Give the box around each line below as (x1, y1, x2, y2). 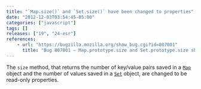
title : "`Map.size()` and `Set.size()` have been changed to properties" (6, 8, 194, 15)
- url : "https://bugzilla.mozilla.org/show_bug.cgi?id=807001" (17, 42, 178, 48)
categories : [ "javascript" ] (6, 20, 77, 26)
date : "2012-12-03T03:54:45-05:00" (6, 14, 95, 20)
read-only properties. (6, 76, 59, 83)
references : (6, 36, 36, 42)
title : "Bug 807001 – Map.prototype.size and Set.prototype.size (22, 47, 188, 53)
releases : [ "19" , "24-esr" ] (6, 31, 77, 37)
